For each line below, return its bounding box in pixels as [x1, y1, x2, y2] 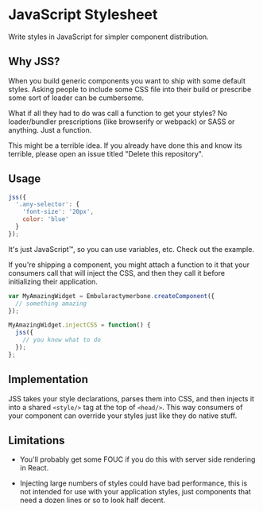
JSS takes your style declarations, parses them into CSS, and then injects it [8, 393, 254, 403]
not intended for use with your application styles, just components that [19, 487, 252, 497]
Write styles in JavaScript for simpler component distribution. [8, 32, 209, 41]
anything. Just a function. [8, 125, 92, 134]
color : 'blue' [22, 215, 69, 223]
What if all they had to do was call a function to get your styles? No [8, 108, 228, 118]
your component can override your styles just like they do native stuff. [8, 411, 238, 420]
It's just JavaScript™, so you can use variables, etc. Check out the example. [8, 244, 254, 254]
